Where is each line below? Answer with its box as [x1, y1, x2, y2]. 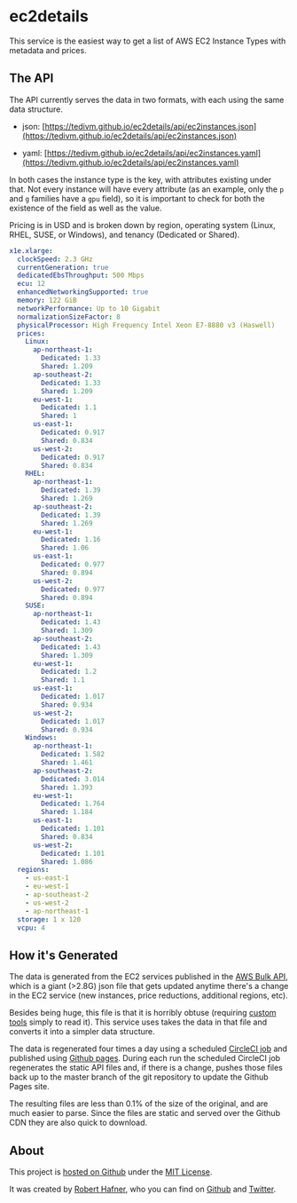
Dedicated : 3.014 [41, 774, 105, 783]
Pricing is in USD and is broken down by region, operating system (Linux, [9, 219, 277, 230]
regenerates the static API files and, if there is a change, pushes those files [9, 1063, 284, 1073]
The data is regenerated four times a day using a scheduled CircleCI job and [9, 1043, 288, 1054]
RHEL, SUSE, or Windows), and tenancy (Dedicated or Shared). [9, 229, 240, 240]
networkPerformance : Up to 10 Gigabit [17, 304, 161, 313]
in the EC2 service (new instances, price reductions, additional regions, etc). [9, 990, 288, 1001]
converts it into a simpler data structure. [9, 1026, 155, 1037]
